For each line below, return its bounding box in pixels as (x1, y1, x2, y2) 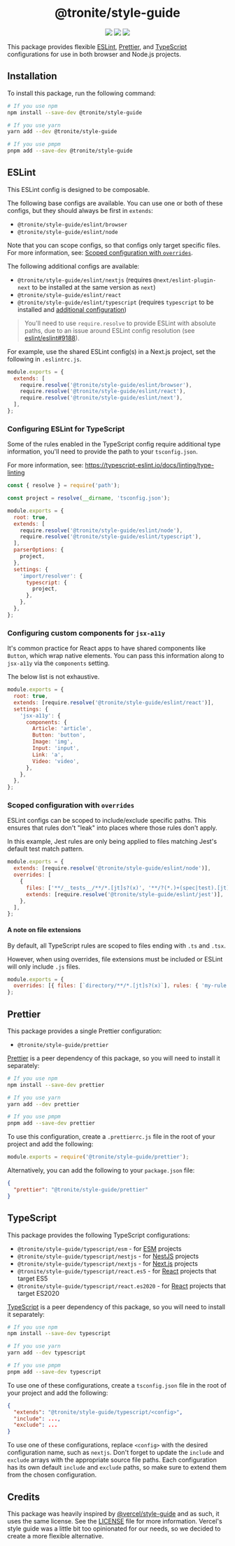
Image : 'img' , (32, 738, 73, 746)
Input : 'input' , (32, 745, 80, 752)
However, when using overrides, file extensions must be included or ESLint (7, 955, 223, 963)
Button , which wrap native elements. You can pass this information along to (7, 652, 225, 660)
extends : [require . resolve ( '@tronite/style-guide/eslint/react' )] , (13, 699, 215, 706)
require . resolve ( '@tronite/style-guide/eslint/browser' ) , (20, 381, 192, 388)
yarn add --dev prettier (7, 1100, 80, 1108)
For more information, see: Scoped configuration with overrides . (7, 248, 194, 256)
